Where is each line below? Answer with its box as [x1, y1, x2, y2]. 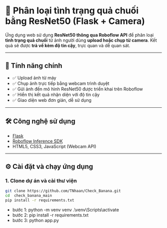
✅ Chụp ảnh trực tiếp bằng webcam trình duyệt [12, 80, 109, 86]
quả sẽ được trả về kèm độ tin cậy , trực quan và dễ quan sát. [5, 42, 131, 48]
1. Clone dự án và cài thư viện [5, 177, 77, 184]
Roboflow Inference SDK [12, 138, 63, 144]
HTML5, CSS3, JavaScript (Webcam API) [12, 143, 96, 149]
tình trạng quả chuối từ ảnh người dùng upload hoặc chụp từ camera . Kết [5, 37, 157, 43]
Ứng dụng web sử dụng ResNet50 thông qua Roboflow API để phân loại [5, 32, 154, 38]
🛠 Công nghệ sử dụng [5, 117, 76, 126]
